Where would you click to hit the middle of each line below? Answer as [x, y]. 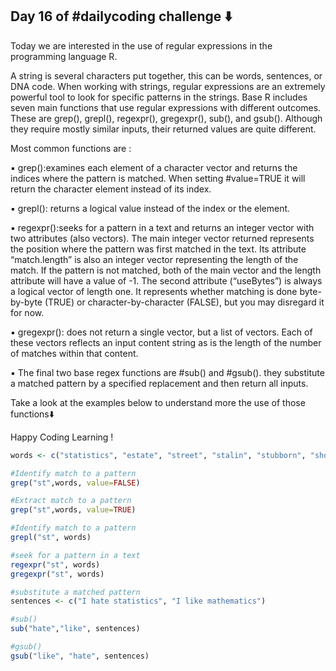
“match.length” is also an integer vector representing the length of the [154, 259]
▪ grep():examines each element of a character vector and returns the [154, 167]
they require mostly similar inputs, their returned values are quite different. [163, 129]
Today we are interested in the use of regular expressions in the [141, 45]
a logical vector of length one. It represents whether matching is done [154, 291]
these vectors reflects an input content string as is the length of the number [166, 342]
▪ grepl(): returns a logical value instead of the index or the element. [150, 208]
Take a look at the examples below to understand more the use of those [158, 402]
